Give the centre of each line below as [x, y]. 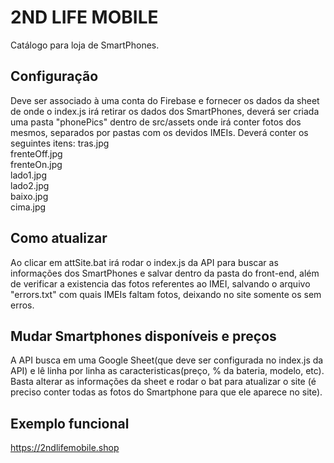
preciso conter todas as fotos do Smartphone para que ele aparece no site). [166, 392]
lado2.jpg [30, 185]
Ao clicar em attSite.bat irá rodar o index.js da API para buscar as [144, 262]
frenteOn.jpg [36, 164]
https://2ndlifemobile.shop [65, 448]
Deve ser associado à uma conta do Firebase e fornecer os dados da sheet [165, 100]
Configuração [54, 76]
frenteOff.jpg [36, 153]
